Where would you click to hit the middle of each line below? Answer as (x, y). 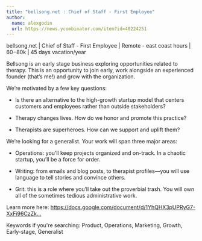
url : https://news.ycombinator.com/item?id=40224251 (79, 29)
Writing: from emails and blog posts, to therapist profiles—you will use (102, 171)
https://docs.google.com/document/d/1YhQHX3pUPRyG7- (123, 207)
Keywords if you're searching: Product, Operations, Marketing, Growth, (94, 225)
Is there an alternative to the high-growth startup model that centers (99, 100)
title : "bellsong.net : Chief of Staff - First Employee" (80, 12)
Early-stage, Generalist (35, 232)
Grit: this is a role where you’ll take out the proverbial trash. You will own (105, 189)
